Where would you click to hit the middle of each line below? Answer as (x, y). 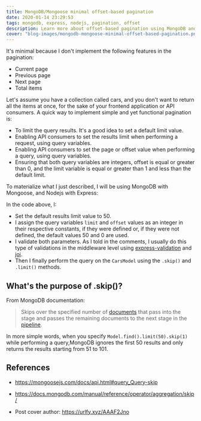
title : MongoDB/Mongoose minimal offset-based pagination (80, 12)
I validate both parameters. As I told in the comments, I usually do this (100, 242)
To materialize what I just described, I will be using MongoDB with (87, 187)
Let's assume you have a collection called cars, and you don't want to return (100, 100)
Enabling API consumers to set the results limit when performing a (96, 137)
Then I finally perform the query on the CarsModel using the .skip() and (103, 261)
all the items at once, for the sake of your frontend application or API (90, 106)
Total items (28, 88)
